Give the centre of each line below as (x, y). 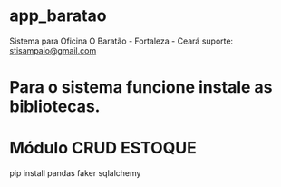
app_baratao (58, 16)
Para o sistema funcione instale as (141, 88)
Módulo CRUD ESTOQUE (103, 148)
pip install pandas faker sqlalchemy (75, 173)
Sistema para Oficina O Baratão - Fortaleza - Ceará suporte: (121, 41)
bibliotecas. (55, 107)
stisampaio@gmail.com (53, 50)
